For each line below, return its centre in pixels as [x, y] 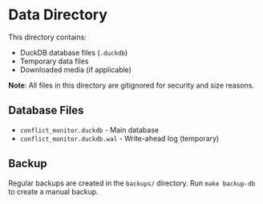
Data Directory [58, 15]
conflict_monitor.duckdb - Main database [89, 129]
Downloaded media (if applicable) [76, 69]
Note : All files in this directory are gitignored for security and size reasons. [131, 85]
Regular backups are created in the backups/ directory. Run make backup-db [132, 183]
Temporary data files [54, 61]
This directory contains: [47, 37]
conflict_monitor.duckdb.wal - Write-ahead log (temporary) [119, 138]
